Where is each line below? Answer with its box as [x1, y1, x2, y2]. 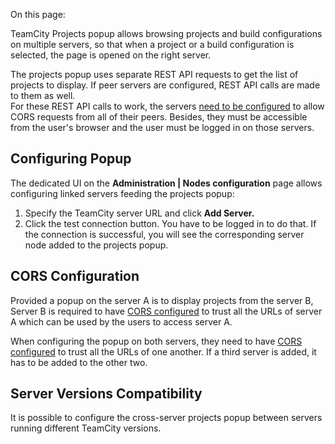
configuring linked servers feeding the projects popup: [10, 187, 235, 199]
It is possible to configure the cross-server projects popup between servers [10, 412, 323, 424]
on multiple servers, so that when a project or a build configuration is [10, 39, 295, 50]
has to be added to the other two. [10, 356, 148, 368]
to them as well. [10, 90, 76, 101]
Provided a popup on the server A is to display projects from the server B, [10, 294, 314, 306]
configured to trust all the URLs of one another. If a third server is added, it [10, 345, 317, 358]
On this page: [10, 9, 66, 20]
